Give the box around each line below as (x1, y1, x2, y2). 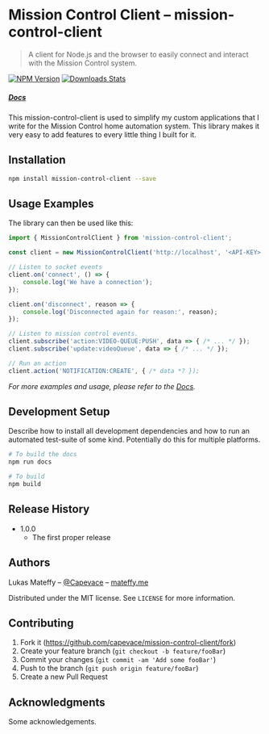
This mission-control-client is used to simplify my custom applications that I (8, 112, 259, 122)
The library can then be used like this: (8, 218, 134, 228)
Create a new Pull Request (19, 672, 109, 682)
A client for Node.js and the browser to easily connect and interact (27, 49, 249, 59)
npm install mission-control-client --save (8, 174, 157, 182)
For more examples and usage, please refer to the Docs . (8, 381, 196, 391)
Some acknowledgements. (8, 717, 97, 727)
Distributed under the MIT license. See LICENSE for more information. (8, 593, 236, 602)
